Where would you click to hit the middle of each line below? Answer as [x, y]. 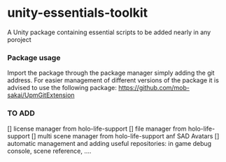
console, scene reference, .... [49, 151]
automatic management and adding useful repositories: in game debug [110, 143]
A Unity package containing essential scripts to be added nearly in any [109, 32]
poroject [19, 39]
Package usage [34, 57]
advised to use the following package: [62, 88]
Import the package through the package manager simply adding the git [111, 73]
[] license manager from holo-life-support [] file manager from [97, 128]
